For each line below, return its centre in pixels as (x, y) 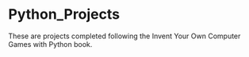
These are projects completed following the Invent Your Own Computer (125, 36)
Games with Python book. (50, 44)
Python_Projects (64, 14)
